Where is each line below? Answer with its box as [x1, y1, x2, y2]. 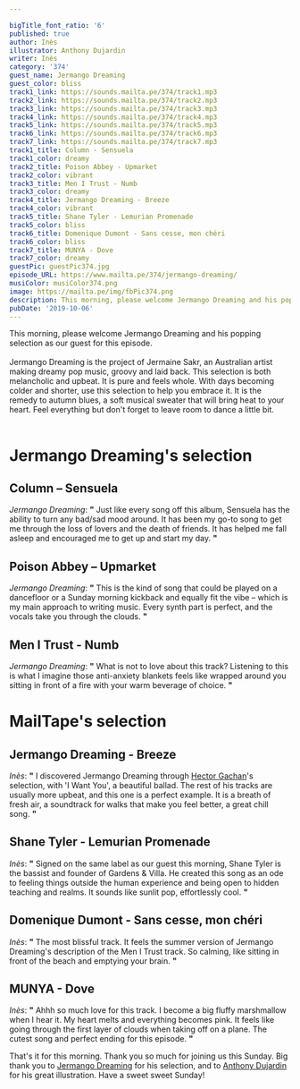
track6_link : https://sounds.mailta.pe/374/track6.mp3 [9, 129, 218, 139]
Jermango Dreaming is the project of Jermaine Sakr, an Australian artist [9, 357, 273, 368]
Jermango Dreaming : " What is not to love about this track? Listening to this [9, 661, 288, 671]
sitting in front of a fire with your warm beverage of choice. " [9, 680, 233, 690]
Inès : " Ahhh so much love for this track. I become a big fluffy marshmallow [9, 1005, 287, 1016]
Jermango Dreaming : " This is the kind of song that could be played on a [9, 583, 279, 593]
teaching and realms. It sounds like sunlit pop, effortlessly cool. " [9, 887, 248, 898]
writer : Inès [9, 55, 58, 64]
